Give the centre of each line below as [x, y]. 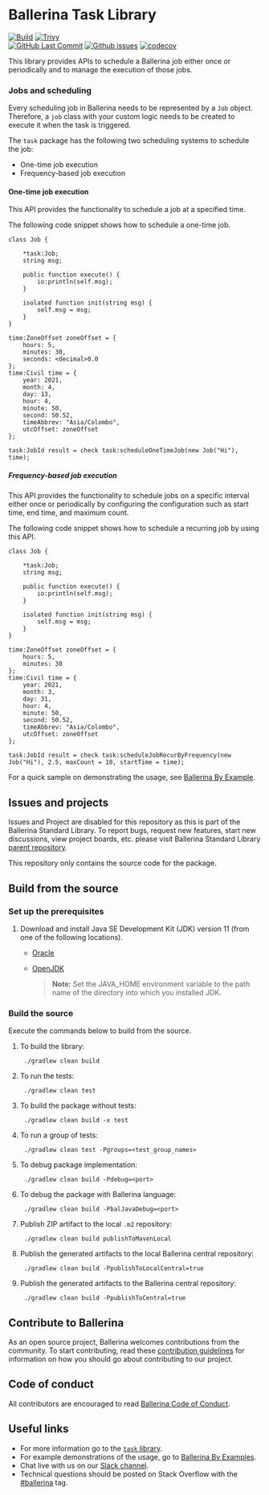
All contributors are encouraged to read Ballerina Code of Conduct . [119, 1403]
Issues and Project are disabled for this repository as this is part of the [124, 822]
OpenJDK [48, 968]
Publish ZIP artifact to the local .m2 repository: [96, 1224]
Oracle [43, 953]
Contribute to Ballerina [66, 1323]
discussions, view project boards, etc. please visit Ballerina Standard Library [134, 839]
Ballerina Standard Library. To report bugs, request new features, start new [132, 831]
